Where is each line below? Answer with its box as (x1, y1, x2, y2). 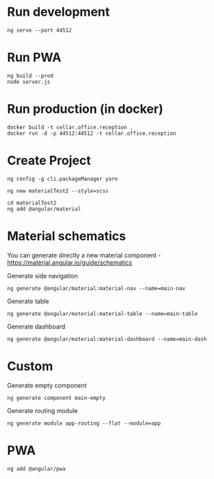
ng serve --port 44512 (7, 27, 72, 34)
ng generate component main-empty (7, 394, 106, 401)
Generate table (7, 297, 49, 305)
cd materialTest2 (7, 199, 57, 206)
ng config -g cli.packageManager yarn (7, 175, 118, 182)
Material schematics (7, 228, 126, 244)
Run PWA (7, 49, 62, 65)
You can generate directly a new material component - (7, 251, 161, 259)
